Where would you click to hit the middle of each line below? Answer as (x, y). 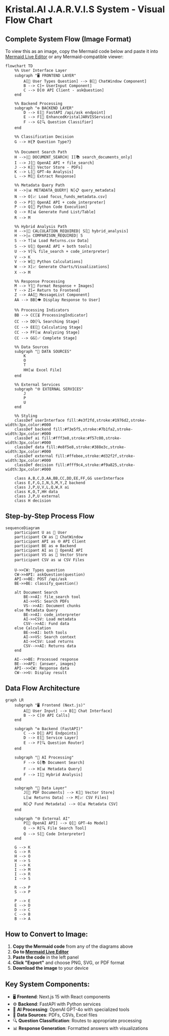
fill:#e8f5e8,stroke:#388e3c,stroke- (86, 447)
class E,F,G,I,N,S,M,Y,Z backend (50, 483)
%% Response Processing (40, 281)
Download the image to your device (51, 968)
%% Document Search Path (41, 152)
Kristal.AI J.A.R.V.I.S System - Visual (85, 9)
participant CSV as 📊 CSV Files (50, 560)
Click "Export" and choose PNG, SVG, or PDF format (68, 963)
